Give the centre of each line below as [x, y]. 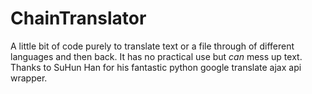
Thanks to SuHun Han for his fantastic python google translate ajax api [156, 67]
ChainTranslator [78, 18]
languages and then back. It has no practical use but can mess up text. [156, 56]
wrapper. [29, 78]
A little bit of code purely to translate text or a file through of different [152, 46]
